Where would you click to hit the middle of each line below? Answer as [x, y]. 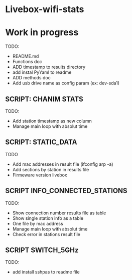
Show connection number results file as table [59, 213]
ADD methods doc [32, 78]
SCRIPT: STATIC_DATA [41, 142]
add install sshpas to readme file [46, 272]
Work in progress [42, 33]
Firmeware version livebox [40, 175]
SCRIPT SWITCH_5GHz [42, 250]
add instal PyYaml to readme [42, 72]
